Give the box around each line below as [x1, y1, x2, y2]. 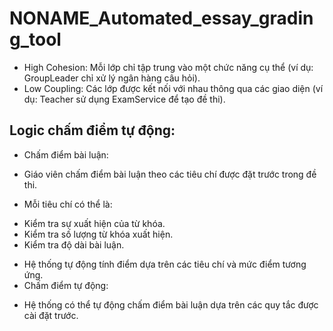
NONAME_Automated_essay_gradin [9, 7, 314, 30]
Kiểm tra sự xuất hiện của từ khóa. [23, 217, 166, 229]
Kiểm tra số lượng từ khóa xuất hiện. [23, 228, 174, 240]
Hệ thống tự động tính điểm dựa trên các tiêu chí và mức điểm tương [23, 258, 307, 270]
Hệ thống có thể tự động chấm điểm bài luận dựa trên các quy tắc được [23, 298, 319, 311]
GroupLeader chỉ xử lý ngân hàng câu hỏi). [23, 72, 201, 84]
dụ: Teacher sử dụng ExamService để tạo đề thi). [23, 93, 226, 105]
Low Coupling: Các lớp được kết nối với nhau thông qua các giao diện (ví [23, 82, 324, 94]
